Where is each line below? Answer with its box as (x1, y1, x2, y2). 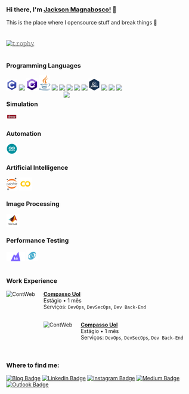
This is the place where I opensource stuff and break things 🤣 (6, 19, 157, 26)
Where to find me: (6, 361, 60, 369)
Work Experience (6, 277, 58, 285)
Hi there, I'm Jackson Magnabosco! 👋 (6, 5, 117, 14)
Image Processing (6, 200, 60, 208)
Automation (6, 130, 42, 138)
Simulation (6, 100, 38, 108)
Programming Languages (6, 61, 82, 69)
